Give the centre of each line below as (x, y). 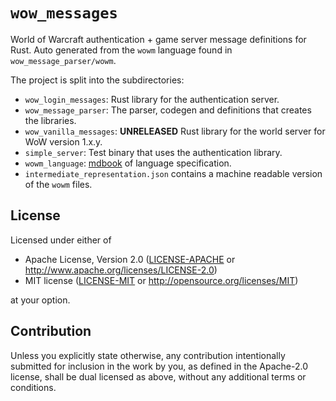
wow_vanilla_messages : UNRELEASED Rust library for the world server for (175, 131)
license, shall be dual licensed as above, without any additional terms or (158, 376)
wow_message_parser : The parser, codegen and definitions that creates (168, 110)
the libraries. (50, 120)
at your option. (40, 300)
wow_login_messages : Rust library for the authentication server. (152, 99)
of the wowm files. (58, 184)
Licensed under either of (61, 240)
